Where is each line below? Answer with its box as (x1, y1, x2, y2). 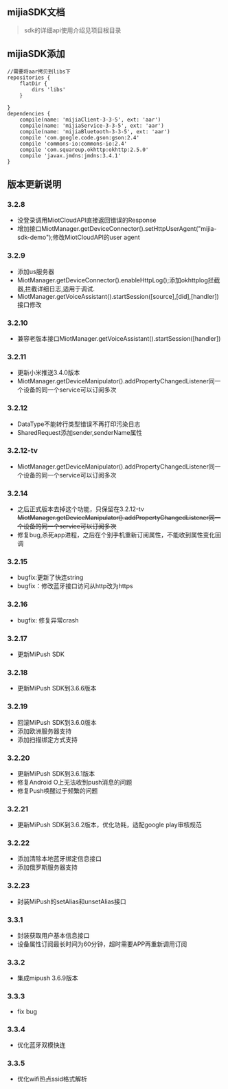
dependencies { (7, 110, 51, 117)
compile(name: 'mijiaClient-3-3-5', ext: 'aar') (19, 116, 161, 123)
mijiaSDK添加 (7, 48, 65, 60)
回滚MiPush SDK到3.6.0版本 (16, 718, 97, 726)
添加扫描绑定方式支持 (16, 735, 78, 743)
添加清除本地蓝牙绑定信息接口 (16, 855, 102, 863)
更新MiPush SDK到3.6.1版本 (16, 769, 95, 778)
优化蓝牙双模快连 (16, 1040, 66, 1049)
